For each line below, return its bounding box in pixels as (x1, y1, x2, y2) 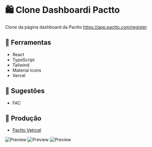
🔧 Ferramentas (5, 38, 51, 47)
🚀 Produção (5, 114, 42, 122)
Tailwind (12, 62, 30, 68)
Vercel (12, 73, 26, 78)
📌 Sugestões (5, 87, 45, 95)
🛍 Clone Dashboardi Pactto (5, 4, 120, 16)
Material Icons (12, 67, 41, 73)
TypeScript (12, 57, 35, 63)
